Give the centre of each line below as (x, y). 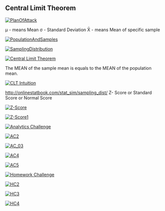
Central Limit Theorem (41, 8)
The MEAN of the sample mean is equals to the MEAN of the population (78, 68)
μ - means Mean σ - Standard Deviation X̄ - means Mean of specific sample (83, 30)
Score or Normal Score (29, 98)
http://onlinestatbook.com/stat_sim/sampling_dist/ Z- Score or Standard (79, 92)
